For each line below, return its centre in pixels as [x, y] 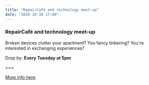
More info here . [21, 77]
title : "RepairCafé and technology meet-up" [52, 10]
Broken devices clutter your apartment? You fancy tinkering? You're [74, 42]
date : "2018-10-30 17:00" [32, 14]
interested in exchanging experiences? [45, 48]
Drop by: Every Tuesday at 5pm [38, 57]
